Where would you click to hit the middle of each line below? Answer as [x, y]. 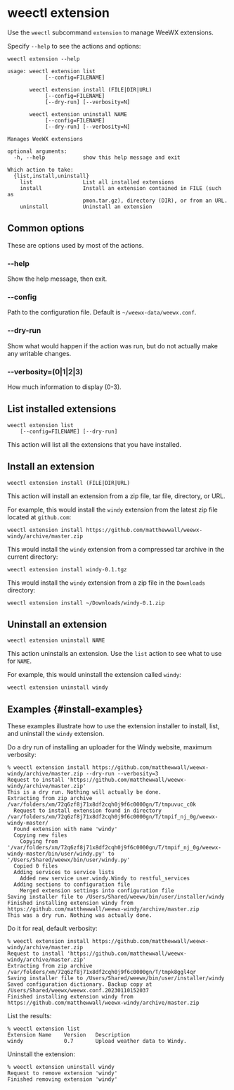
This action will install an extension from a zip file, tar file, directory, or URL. [117, 496]
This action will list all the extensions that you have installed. [94, 444]
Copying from [39, 842]
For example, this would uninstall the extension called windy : [94, 675]
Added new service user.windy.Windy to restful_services [105, 879]
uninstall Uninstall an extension [86, 207]
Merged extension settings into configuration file [97, 891]
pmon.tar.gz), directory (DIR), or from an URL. [155, 201]
